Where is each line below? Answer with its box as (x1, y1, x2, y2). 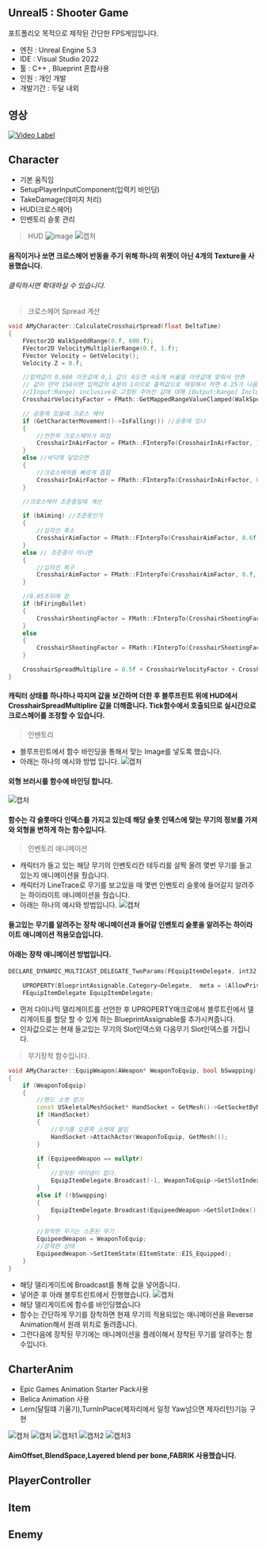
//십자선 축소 (36, 526, 75, 535)
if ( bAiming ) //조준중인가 (22, 512, 103, 520)
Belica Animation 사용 (19, 1395, 89, 1404)
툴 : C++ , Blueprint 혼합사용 (19, 63, 109, 73)
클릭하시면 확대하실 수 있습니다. (8, 280, 106, 290)
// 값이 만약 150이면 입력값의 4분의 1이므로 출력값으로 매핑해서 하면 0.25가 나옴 (22, 381, 258, 389)
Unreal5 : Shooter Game (8, 6, 129, 20)
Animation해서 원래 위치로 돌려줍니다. (19, 1319, 138, 1329)
